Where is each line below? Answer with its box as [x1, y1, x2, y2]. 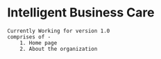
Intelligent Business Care [7, 5, 155, 21]
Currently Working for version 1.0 [7, 27, 110, 34]
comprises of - [7, 33, 51, 40]
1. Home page [19, 39, 58, 46]
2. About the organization [19, 45, 98, 52]
